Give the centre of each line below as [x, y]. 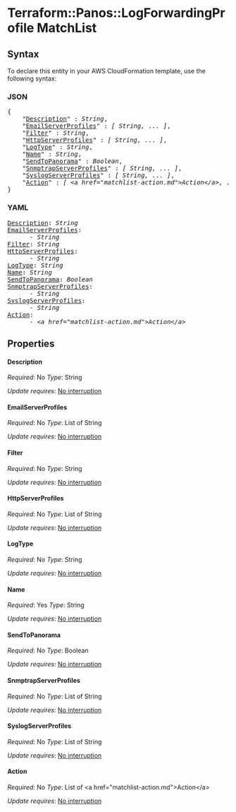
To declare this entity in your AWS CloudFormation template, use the [106, 71]
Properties [31, 344]
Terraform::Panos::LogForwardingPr [116, 13]
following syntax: [32, 78]
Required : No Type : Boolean [48, 650]
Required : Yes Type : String [46, 605]
